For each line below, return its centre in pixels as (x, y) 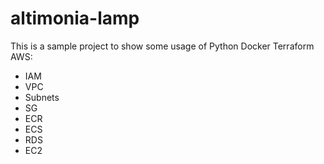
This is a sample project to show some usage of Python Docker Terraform (162, 46)
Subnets (42, 97)
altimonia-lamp (75, 18)
